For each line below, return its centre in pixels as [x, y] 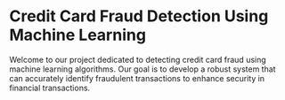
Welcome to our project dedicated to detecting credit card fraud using [138, 59]
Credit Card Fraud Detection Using [139, 16]
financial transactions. [50, 88]
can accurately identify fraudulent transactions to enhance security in [137, 78]
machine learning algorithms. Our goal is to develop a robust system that [142, 69]
